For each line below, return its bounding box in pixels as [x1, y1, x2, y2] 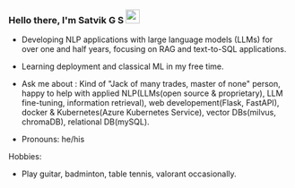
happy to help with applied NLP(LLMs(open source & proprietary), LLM [21, 88, 283, 98]
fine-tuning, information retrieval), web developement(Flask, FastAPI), [21, 98, 280, 108]
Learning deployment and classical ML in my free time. [21, 61, 224, 72]
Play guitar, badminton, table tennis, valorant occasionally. [21, 168, 237, 179]
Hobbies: [8, 151, 42, 162]
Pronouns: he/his [21, 134, 85, 145]
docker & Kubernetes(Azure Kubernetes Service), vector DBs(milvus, [21, 107, 277, 118]
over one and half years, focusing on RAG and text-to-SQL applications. [21, 44, 287, 55]
